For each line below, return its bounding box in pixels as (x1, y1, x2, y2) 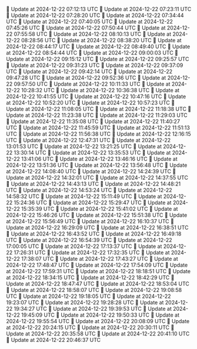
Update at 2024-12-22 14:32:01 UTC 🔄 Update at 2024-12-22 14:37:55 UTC (6, 174, 188, 181)
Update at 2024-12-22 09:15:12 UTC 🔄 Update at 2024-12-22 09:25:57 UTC (6, 56, 189, 62)
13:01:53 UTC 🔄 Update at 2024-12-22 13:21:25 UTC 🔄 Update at (6, 143, 162, 150)
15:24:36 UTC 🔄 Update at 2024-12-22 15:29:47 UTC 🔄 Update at (14, 199, 172, 206)
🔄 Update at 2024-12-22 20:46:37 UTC (6, 337, 101, 343)
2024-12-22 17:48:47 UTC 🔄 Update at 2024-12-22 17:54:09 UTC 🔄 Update (6, 261, 188, 269)
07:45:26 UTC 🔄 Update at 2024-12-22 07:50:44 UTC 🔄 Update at (6, 24, 166, 31)
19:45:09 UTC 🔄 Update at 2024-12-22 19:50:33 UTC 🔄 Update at (21, 311, 180, 318)
